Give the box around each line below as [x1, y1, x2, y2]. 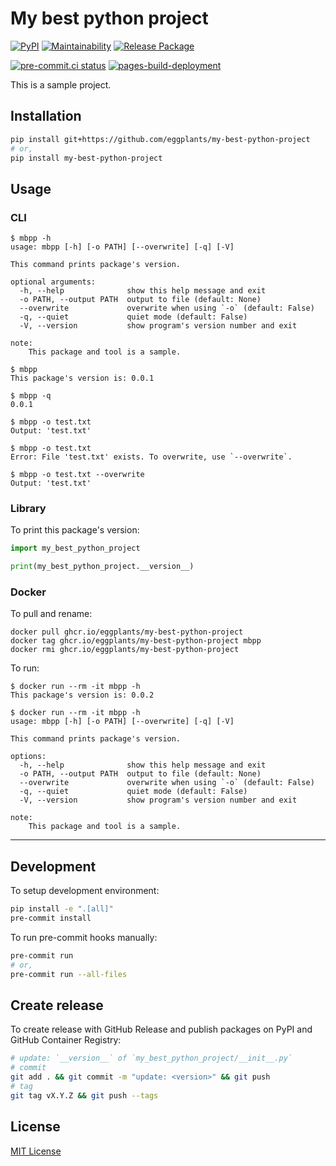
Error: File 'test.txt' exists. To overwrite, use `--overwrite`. [10, 452, 293, 462]
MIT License [10, 1145, 62, 1157]
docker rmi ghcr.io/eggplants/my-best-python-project [10, 645, 240, 655]
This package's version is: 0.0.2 [10, 690, 155, 701]
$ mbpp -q [10, 391, 52, 401]
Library [10, 501, 47, 515]
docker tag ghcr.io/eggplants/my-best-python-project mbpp [10, 636, 262, 646]
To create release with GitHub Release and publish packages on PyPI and [10, 1023, 313, 1036]
